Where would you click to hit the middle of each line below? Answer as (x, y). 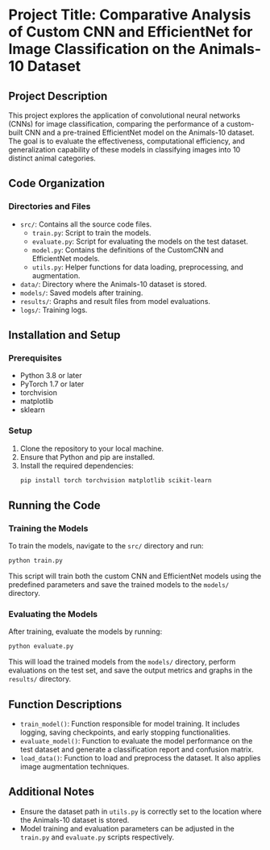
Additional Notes (52, 792)
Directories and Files (50, 206)
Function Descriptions (65, 704)
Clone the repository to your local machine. (91, 448)
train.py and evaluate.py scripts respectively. (97, 837)
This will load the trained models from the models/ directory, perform (122, 662)
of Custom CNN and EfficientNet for (131, 32)
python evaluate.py (41, 647)
